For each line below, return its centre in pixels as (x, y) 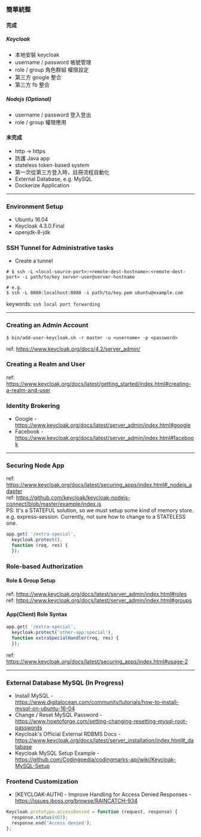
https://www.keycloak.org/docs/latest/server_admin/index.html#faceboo (104, 438)
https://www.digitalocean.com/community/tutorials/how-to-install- (97, 702)
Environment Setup (35, 207)
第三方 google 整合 (38, 77)
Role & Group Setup (31, 581)
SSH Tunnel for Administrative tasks (60, 247)
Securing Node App (35, 465)
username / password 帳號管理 (53, 62)
